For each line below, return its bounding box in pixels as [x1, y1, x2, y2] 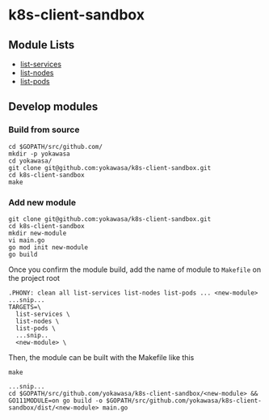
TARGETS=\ [8, 303, 42, 311]
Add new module [8, 197, 77, 208]
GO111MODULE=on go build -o [8, 397, 103, 405]
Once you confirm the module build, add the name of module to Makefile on [8, 265, 261, 274]
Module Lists [8, 38, 75, 52]
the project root [8, 273, 61, 282]
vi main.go [8, 236, 45, 244]
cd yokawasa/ [8, 156, 53, 165]
